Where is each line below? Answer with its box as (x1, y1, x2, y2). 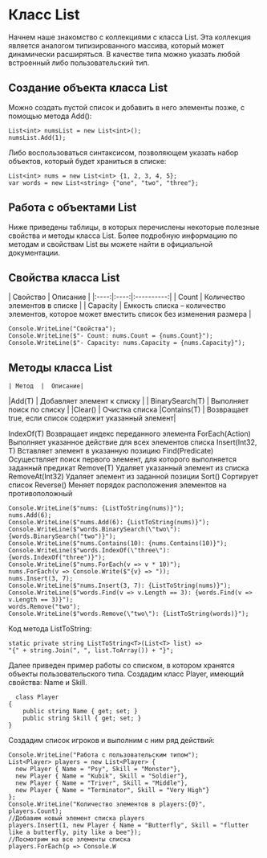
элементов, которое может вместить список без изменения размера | (8, 310, 252, 319)
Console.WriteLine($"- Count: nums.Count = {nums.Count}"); (8, 332, 214, 340)
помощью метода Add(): (8, 111, 92, 121)
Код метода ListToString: (8, 624, 92, 634)
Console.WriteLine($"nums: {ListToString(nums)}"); (8, 504, 184, 512)
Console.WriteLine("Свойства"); (8, 325, 116, 333)
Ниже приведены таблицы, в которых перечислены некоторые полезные (8, 222, 260, 232)
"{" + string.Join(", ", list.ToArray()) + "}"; (8, 647, 174, 655)
